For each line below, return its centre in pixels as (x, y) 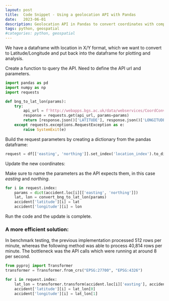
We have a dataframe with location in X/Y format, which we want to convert (83, 48)
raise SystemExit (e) (45, 129)
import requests (22, 92)
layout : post (19, 10)
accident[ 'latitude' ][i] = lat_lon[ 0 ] (55, 289)
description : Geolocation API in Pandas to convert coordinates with (80, 24)
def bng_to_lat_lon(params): (36, 102)
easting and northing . (27, 179)
